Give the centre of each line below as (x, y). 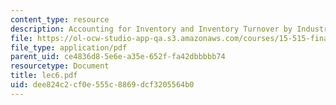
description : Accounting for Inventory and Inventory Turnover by (151, 29)
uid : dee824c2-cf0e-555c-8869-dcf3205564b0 (102, 85)
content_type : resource (60, 19)
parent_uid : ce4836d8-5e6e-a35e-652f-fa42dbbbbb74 (118, 57)
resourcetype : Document (60, 66)
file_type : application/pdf (69, 47)
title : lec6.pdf (44, 76)
